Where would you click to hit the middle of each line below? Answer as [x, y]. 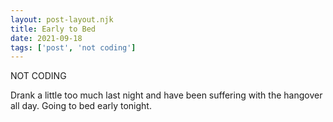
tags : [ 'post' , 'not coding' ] [73, 47]
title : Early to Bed [53, 29]
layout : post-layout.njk [62, 19]
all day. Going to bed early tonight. [81, 106]
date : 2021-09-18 [46, 38]
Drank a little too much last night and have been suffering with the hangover [166, 95]
